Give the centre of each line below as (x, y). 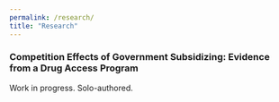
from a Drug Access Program (74, 68)
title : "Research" (44, 26)
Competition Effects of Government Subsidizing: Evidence (139, 57)
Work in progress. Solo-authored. (71, 88)
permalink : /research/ (52, 17)
